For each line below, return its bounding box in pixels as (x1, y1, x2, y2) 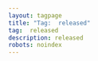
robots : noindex (8, 41, 62, 49)
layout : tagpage (8, 11, 62, 20)
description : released (8, 33, 84, 42)
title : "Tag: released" (8, 19, 91, 27)
